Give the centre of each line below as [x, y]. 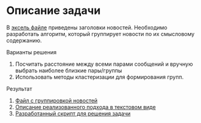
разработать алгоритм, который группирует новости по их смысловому [100, 33]
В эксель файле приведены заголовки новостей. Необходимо [87, 27]
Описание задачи [54, 11]
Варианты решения [31, 52]
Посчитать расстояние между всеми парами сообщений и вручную [104, 64]
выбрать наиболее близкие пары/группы [69, 70]
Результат [19, 88]
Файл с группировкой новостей [56, 100]
